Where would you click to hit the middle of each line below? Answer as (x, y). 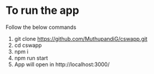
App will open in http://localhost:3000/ (62, 64)
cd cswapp (28, 45)
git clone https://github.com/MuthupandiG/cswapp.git (81, 39)
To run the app (42, 11)
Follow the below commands (41, 27)
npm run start (31, 58)
